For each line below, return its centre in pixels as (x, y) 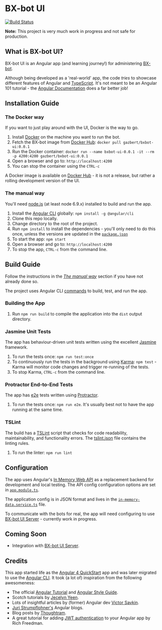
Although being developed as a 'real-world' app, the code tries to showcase (81, 78)
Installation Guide (32, 103)
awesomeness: (20, 583)
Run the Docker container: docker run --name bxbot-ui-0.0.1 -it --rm (83, 152)
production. (16, 36)
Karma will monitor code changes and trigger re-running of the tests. (81, 367)
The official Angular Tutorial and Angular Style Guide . (65, 592)
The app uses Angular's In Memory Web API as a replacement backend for (79, 479)
